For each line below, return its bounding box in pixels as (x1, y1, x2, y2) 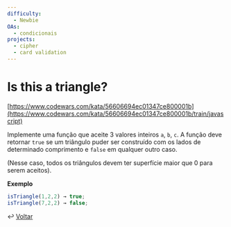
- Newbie (13, 17, 39, 24)
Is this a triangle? (7, 79, 108, 95)
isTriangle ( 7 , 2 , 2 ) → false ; (7, 199, 89, 206)
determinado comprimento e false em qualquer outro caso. (7, 145, 178, 153)
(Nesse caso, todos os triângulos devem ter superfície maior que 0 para (7, 158, 213, 167)
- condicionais (13, 29, 58, 37)
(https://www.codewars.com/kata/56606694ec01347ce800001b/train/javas (7, 109, 224, 118)
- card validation (13, 49, 67, 56)
